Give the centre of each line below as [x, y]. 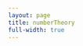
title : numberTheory [42, 23]
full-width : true [36, 30]
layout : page [29, 15]
